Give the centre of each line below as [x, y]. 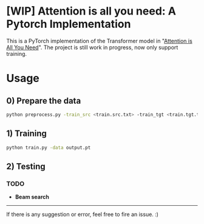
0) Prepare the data [44, 100]
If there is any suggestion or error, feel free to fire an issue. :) [83, 214]
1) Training [27, 134]
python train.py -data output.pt [49, 148]
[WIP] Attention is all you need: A [91, 11]
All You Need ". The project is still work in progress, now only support [92, 47]
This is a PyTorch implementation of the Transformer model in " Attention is [99, 41]
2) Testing [26, 166]
